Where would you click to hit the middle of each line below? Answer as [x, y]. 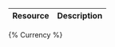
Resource [31, 16]
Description [80, 16]
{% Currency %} [36, 35]
